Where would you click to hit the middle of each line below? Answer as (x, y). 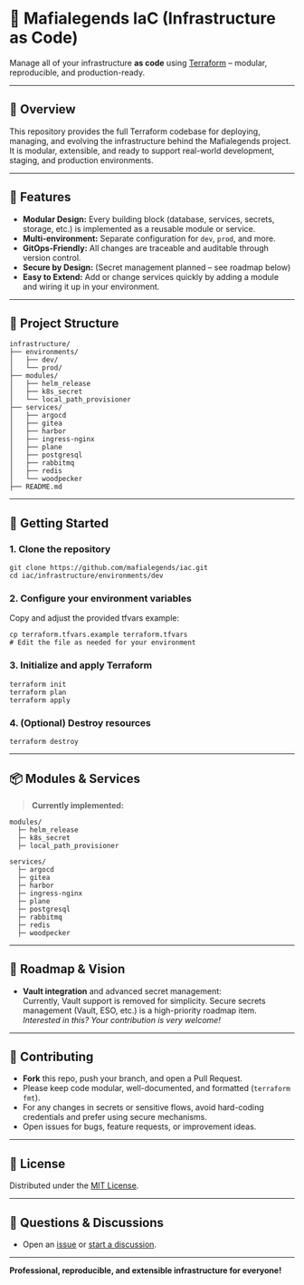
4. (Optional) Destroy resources (80, 722)
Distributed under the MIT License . (74, 1185)
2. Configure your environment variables (100, 598)
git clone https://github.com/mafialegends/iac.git (109, 568)
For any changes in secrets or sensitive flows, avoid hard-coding (143, 1107)
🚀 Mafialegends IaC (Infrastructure (142, 19)
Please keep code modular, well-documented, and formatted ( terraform (157, 1088)
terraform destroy (44, 741)
